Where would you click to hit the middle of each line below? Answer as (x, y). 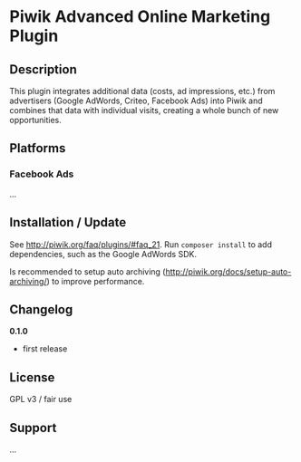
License (32, 377)
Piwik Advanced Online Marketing (140, 17)
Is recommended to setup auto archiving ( (87, 271)
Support (33, 428)
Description (43, 69)
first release (45, 349)
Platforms (38, 148)
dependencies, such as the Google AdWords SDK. (103, 254)
